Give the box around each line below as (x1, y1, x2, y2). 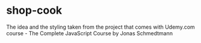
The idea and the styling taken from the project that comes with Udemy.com (6, 23, 196, 30)
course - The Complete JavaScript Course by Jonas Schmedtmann (6, 29, 173, 36)
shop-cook (6, 4, 63, 17)
